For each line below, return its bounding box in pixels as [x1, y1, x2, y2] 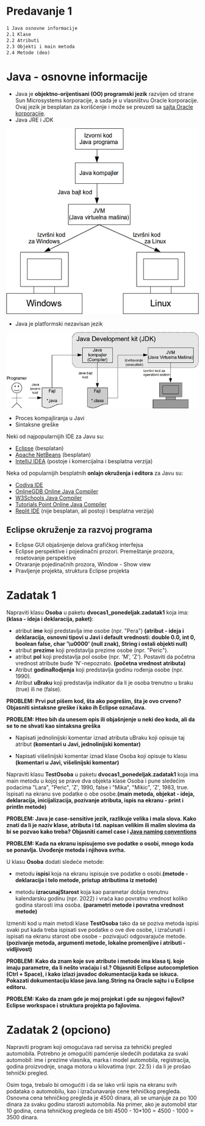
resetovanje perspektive [15, 554, 76, 561]
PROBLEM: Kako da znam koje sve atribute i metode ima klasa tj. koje [6, 957, 185, 965]
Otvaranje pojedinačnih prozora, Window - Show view [15, 560, 151, 568]
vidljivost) [6, 945, 32, 952]
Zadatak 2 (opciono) [6, 1023, 111, 1037]
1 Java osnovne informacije [6, 25, 78, 31]
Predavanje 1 [6, 4, 73, 18]
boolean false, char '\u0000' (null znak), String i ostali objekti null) [15, 640, 188, 647]
